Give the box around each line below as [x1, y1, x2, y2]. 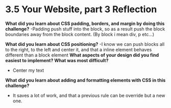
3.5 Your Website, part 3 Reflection [5, 4, 157, 15]
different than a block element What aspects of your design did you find [5, 52, 159, 58]
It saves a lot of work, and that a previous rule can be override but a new [12, 92, 165, 98]
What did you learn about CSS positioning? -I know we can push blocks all [5, 41, 165, 47]
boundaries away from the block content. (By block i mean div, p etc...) [5, 31, 155, 37]
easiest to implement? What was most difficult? [5, 57, 109, 63]
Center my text [12, 67, 44, 73]
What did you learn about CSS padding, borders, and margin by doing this [5, 20, 165, 26]
